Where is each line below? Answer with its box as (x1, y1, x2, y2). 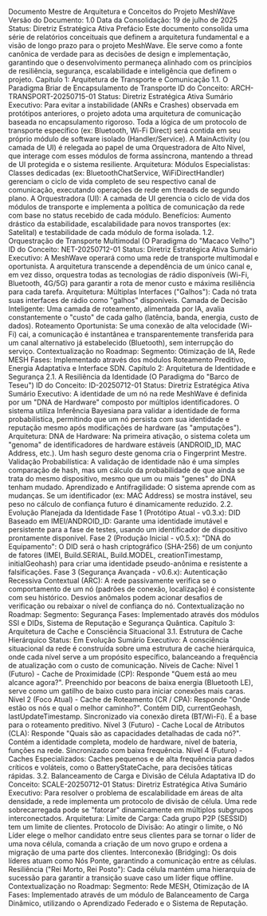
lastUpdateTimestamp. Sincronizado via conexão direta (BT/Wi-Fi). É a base (8, 711, 257, 721)
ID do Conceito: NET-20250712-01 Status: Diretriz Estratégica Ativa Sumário (8, 245, 257, 254)
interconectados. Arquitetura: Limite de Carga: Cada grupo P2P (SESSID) (8, 814, 248, 822)
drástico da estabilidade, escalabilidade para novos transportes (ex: (8, 219, 231, 229)
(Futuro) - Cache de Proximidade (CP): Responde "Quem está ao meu (8, 669, 238, 679)
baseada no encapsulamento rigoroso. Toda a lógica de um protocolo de (8, 117, 247, 126)
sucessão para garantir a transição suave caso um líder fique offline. (8, 873, 234, 882)
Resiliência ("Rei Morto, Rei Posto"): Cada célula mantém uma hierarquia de (8, 865, 257, 874)
